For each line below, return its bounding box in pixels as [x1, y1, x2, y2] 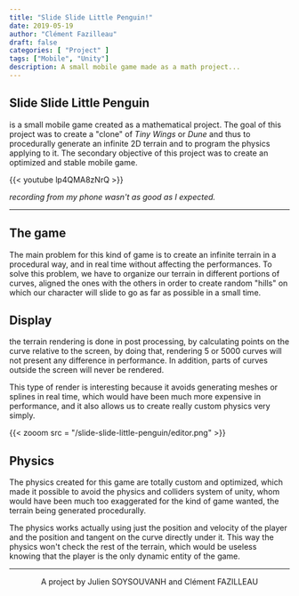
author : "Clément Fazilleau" [9, 29, 117, 38]
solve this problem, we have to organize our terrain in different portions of [9, 268, 280, 278]
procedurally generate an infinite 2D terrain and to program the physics [9, 138, 271, 149]
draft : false [9, 37, 58, 47]
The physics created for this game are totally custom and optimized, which [9, 477, 283, 487]
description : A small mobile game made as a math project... [9, 63, 241, 72]
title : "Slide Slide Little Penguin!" [9, 12, 153, 22]
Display [9, 312, 53, 327]
